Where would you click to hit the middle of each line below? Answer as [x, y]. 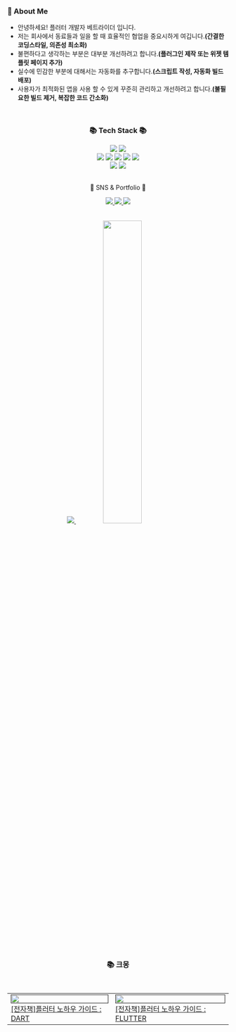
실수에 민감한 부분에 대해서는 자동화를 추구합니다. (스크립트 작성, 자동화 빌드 [120, 71]
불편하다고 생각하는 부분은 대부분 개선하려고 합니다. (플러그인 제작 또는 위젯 [119, 54]
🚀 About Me [28, 11]
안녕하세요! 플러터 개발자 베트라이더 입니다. [77, 27]
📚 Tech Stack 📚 [118, 131]
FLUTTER [131, 1018]
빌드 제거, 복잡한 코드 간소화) [70, 98]
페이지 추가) [47, 63]
